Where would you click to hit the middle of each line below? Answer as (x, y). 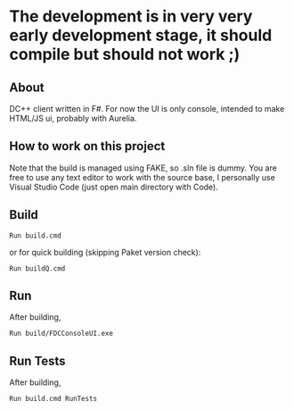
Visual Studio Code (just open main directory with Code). (114, 187)
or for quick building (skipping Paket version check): (105, 252)
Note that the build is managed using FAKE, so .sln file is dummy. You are (143, 168)
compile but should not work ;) (125, 54)
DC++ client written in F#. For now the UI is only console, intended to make (147, 109)
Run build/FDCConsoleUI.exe (61, 334)
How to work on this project (87, 146)
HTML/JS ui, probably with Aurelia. (73, 118)
